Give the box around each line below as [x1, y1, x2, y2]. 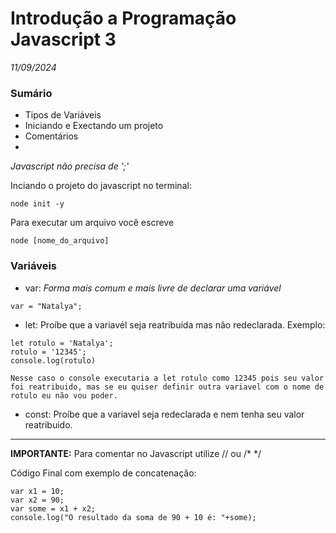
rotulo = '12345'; [10, 347, 87, 357]
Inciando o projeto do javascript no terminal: [10, 180, 192, 192]
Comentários [24, 130, 79, 142]
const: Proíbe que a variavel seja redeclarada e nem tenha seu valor [24, 408, 305, 420]
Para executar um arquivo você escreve [10, 217, 175, 229]
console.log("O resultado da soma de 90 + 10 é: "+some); [10, 512, 257, 522]
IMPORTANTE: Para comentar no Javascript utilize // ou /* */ [10, 447, 262, 459]
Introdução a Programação [10, 7, 237, 30]
